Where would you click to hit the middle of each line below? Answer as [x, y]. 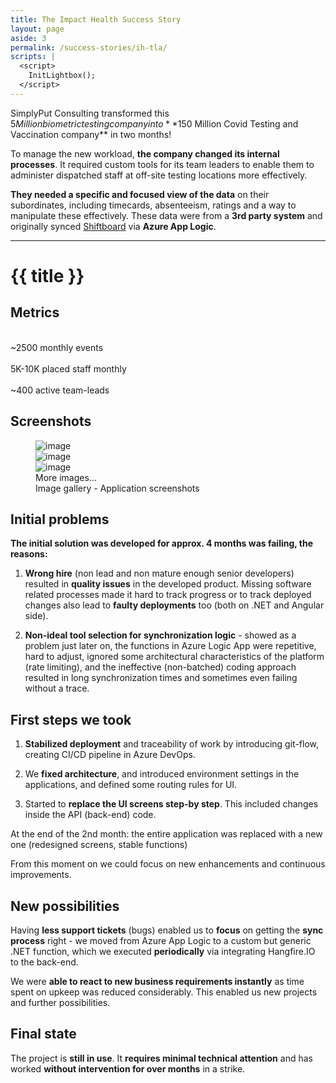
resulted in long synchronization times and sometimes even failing [161, 678]
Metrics [35, 312]
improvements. [41, 875]
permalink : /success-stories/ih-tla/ [89, 47]
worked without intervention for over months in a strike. [128, 1068]
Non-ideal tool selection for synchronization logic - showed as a [160, 635]
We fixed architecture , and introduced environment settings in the [162, 774]
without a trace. [57, 688]
